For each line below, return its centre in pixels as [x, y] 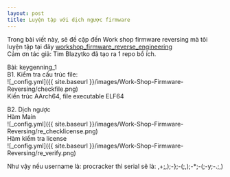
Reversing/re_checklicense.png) [53, 131]
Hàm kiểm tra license [37, 138]
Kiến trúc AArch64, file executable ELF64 [66, 96]
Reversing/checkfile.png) [43, 89]
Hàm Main [22, 116]
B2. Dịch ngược [29, 109]
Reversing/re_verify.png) [42, 153]
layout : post [26, 13]
